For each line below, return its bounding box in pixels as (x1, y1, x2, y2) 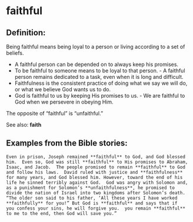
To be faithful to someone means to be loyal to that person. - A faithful (14, 67, 185, 74)
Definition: (6, 28, 46, 38)
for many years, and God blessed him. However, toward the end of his (6, 174, 183, 180)
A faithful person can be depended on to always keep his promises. (14, 61, 178, 68)
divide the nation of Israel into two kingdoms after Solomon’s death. (6, 190, 185, 196)
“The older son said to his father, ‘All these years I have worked (6, 195, 178, 201)
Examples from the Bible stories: (6, 138, 128, 148)
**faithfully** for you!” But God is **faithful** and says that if (6, 200, 178, 206)
